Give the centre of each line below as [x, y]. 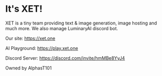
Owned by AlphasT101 [29, 68]
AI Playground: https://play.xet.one [42, 48]
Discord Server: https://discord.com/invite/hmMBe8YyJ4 [65, 58]
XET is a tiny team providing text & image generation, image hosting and [81, 23]
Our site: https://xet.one [30, 38]
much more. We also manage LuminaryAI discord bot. [62, 28]
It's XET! [24, 9]
